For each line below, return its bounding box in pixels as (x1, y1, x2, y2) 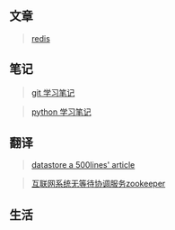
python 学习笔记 (31, 106, 92, 117)
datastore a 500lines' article (31, 160, 136, 170)
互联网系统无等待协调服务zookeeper (31, 179, 166, 189)
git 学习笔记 (31, 87, 75, 97)
